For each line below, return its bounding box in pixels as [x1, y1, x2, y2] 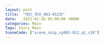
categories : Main [5, 21, 41, 26]
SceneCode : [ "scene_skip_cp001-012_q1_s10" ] [5, 30, 99, 35]
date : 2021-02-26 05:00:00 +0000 [5, 16, 79, 21]
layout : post [5, 7, 32, 12]
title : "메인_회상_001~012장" [5, 12, 65, 17]
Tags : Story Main [5, 26, 41, 31]
